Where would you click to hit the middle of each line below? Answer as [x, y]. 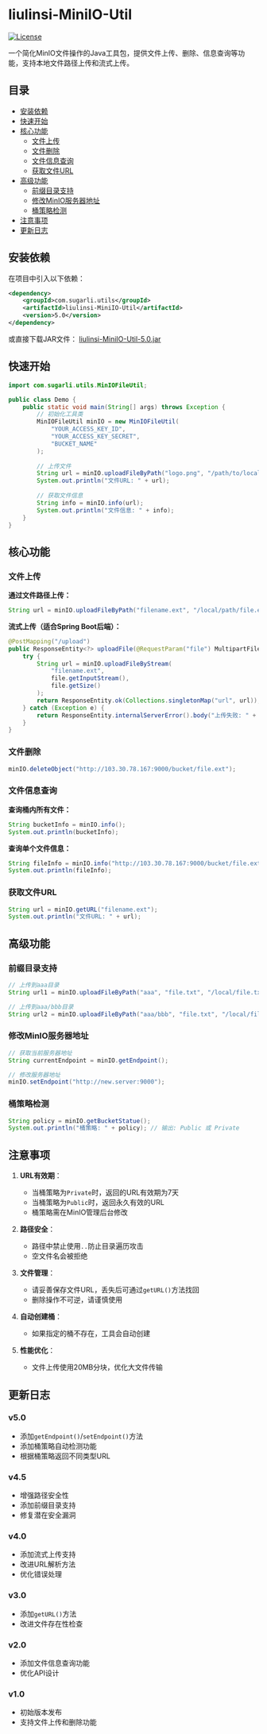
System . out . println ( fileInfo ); [60, 871]
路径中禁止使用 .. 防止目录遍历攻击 [87, 1246]
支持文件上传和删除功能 [58, 1722]
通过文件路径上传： [40, 595]
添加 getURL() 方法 [48, 1613]
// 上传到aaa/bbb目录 [41, 1006]
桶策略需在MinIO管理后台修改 [80, 1212]
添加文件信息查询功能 [54, 1663]
